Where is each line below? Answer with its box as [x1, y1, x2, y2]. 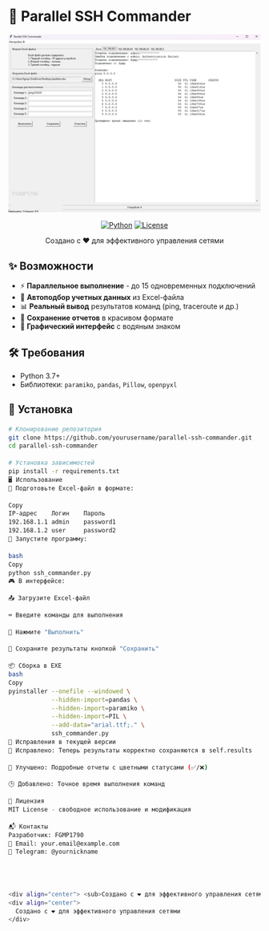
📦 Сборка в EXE [8, 662, 62, 670]
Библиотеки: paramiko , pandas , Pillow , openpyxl [19, 379, 178, 389]
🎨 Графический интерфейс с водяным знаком [19, 322, 181, 331]
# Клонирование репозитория [8, 425, 102, 433]
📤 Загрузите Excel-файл [8, 594, 90, 602]
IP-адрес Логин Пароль [8, 509, 106, 518]
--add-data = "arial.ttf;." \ [50, 721, 146, 729]
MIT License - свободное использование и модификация [8, 806, 192, 814]
